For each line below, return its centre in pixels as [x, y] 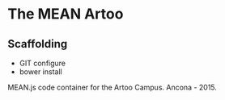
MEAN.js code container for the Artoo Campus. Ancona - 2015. [112, 87]
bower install [40, 72]
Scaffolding [38, 44]
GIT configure [42, 63]
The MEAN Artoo [66, 14]
